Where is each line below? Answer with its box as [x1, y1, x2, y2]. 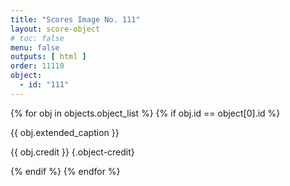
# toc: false [10, 33, 65, 43]
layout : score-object [10, 24, 101, 34]
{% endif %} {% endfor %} [10, 165, 121, 177]
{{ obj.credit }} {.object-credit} [10, 146, 135, 158]
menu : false [10, 42, 60, 53]
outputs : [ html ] [10, 52, 87, 62]
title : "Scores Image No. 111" [10, 14, 141, 25]
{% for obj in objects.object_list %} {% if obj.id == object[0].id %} [10, 107, 281, 119]
